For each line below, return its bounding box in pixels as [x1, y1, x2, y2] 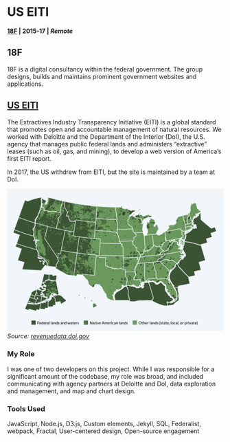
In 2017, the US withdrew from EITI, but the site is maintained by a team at [7, 168, 215, 176]
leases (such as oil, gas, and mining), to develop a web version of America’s [7, 147, 222, 155]
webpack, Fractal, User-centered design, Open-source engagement [7, 427, 200, 435]
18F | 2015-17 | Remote [7, 27, 73, 35]
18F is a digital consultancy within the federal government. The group [7, 65, 203, 73]
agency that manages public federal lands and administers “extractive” [7, 140, 207, 148]
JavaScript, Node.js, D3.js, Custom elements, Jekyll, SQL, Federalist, [7, 419, 201, 428]
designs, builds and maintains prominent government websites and [7, 72, 197, 80]
